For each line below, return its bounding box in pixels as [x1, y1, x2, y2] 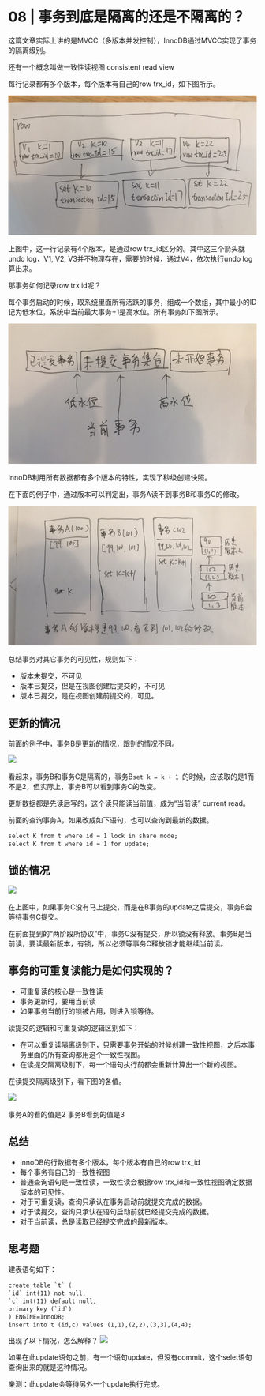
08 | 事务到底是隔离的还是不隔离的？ [8, 8, 246, 26]
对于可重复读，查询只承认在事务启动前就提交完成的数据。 [19, 1197, 207, 1206]
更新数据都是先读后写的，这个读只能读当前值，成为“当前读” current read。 [8, 799, 250, 808]
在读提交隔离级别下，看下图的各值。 [8, 1076, 126, 1086]
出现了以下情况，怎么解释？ [8, 1335, 99, 1345]
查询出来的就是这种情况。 [8, 1362, 91, 1372]
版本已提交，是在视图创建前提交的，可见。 [19, 691, 159, 701]
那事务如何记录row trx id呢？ [8, 280, 102, 290]
